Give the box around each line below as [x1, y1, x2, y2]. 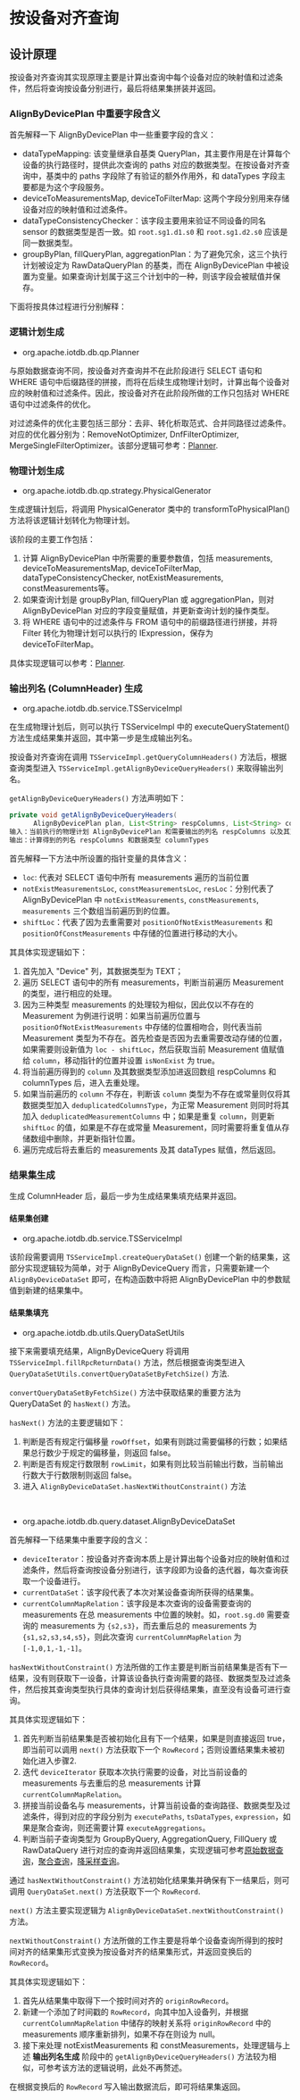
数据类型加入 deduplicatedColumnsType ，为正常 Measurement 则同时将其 [21, 1099, 290, 1110]
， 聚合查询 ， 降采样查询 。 [29, 1856, 125, 1867]
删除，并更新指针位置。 [53, 1133, 140, 1144]
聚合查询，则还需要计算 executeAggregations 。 [37, 1822, 211, 1833]
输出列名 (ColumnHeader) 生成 [9, 682, 143, 695]
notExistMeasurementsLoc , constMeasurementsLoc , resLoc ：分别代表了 [21, 883, 275, 894]
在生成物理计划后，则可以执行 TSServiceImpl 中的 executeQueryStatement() [9, 721, 290, 732]
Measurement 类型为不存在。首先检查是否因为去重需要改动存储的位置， [21, 1032, 287, 1043]
